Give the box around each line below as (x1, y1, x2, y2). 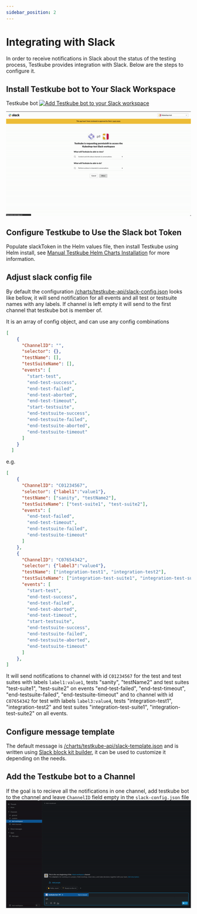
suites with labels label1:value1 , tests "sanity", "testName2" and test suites (6, 679, 189, 686)
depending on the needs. (6, 755, 67, 762)
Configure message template (6, 727, 115, 737)
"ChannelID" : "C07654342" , (21, 557, 88, 563)
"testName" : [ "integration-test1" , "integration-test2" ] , (21, 569, 167, 575)
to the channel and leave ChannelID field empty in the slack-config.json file (6, 793, 189, 800)
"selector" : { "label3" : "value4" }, (21, 563, 107, 569)
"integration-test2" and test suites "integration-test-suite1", (6, 704, 148, 711)
